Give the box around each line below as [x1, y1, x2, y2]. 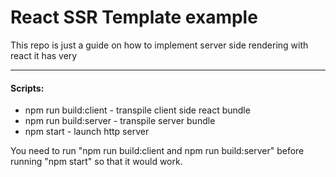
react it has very [10, 49, 78, 61]
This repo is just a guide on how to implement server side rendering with [10, 39, 309, 51]
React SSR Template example [10, 6, 258, 29]
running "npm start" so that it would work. [10, 156, 183, 168]
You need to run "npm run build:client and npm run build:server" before [10, 145, 305, 157]
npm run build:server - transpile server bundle [24, 115, 216, 127]
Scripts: [10, 82, 45, 94]
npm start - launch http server [24, 126, 150, 138]
